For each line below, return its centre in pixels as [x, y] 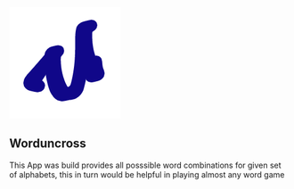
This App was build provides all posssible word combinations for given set [146, 165]
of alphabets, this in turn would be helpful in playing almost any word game [147, 174]
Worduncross [48, 144]
